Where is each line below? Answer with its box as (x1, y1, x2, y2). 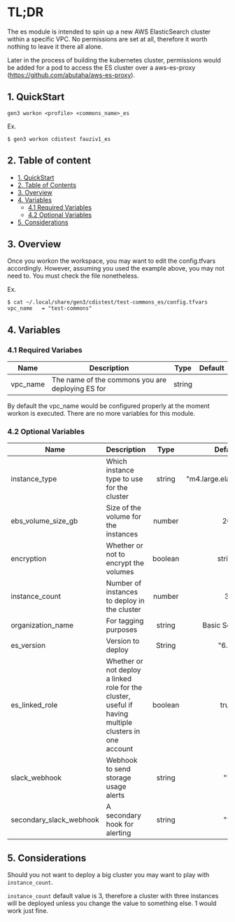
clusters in (106, 726, 141, 736)
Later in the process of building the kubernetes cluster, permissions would (7, 55, 222, 64)
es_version (10, 641, 46, 651)
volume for (106, 512, 142, 522)
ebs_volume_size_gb (10, 516, 78, 526)
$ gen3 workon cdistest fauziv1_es (7, 135, 111, 142)
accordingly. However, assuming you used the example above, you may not (7, 264, 225, 273)
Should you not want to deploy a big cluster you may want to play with (7, 871, 210, 879)
